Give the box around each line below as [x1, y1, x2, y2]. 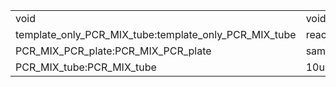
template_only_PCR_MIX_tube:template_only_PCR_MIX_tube [15, 28, 297, 41]
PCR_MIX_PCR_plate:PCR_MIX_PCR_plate [15, 44, 212, 58]
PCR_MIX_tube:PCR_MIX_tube [15, 60, 157, 74]
